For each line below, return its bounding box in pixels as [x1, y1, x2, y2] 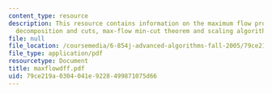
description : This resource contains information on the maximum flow [8, 19, 252, 27]
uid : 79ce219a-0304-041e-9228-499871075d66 [8, 72, 158, 80]
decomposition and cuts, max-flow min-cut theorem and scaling [15, 27, 233, 35]
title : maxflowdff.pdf [8, 65, 85, 73]
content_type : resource [8, 11, 89, 20]
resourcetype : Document [8, 57, 89, 66]
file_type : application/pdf [8, 49, 104, 57]
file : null [8, 34, 45, 43]
